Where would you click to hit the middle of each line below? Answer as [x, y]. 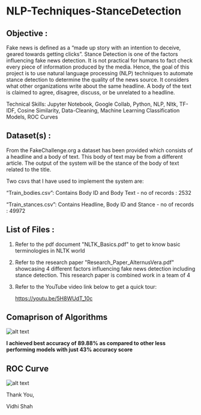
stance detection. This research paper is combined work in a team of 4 [103, 275]
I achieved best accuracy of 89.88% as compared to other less [86, 343]
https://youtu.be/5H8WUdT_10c [54, 298]
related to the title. [29, 169]
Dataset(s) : [28, 136]
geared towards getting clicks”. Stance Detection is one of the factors [92, 54]
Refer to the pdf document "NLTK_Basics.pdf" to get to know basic [97, 244]
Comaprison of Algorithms [57, 317]
